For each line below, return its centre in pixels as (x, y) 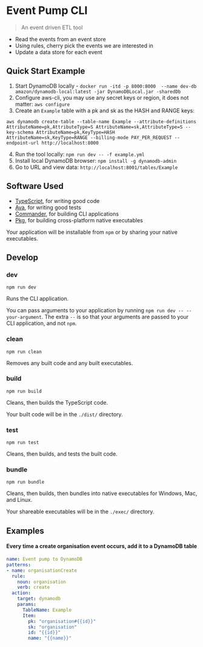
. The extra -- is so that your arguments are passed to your (115, 317)
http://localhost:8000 (70, 143)
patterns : (19, 565)
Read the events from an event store (60, 39)
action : (22, 593)
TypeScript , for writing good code (57, 200)
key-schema (20, 132)
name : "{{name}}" (50, 638)
